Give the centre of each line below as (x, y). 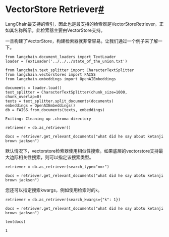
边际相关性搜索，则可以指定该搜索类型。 (51, 157)
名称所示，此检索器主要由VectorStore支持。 (60, 30)
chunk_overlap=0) (23, 97)
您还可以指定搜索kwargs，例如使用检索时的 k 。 (54, 190)
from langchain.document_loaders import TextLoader (61, 57)
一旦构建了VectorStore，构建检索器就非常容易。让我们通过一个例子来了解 (82, 41)
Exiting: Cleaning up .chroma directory (48, 119)
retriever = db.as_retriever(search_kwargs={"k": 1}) (63, 200)
